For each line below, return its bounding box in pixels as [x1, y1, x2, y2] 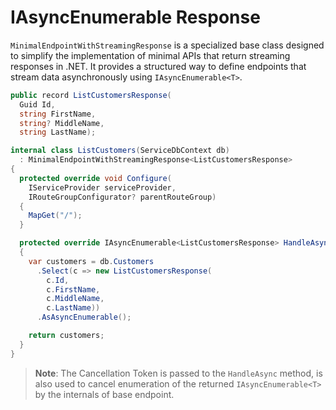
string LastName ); [19, 127, 97, 138]
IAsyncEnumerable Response [10, 6, 261, 29]
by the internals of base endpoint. [34, 388, 175, 400]
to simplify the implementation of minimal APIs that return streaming [10, 49, 291, 61]
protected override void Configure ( [19, 173, 172, 183]
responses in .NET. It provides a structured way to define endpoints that [10, 60, 307, 72]
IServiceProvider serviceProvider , [28, 182, 177, 193]
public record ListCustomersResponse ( [10, 90, 172, 100]
